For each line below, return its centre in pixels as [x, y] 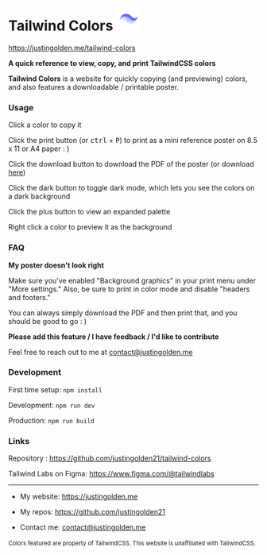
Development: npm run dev [52, 405]
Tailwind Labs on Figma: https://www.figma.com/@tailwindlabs [111, 474]
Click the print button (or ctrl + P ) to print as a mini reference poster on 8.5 [133, 141]
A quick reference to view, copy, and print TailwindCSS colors [112, 63]
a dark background [39, 196]
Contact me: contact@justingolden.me [83, 527]
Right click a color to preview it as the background [90, 227]
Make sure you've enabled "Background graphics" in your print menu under [132, 280]
